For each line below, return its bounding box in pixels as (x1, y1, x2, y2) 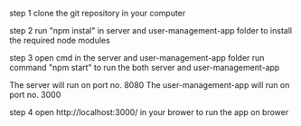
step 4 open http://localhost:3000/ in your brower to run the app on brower (9, 107, 289, 117)
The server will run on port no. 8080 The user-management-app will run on (9, 80, 290, 90)
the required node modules (9, 35, 110, 45)
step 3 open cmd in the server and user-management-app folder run (9, 53, 265, 63)
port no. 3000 (9, 90, 61, 100)
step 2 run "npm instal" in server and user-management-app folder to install (9, 25, 292, 35)
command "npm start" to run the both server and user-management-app (9, 63, 280, 73)
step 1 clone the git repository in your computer (9, 8, 186, 18)
